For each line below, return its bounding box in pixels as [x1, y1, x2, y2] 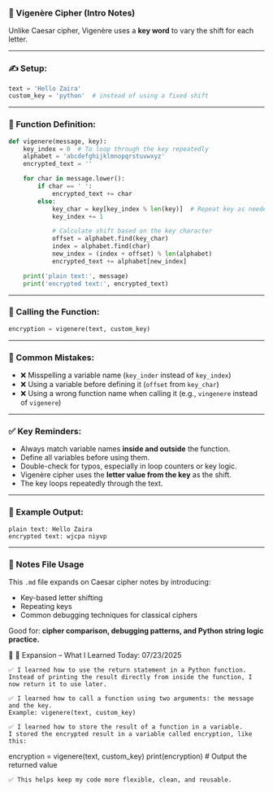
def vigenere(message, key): [8, 137, 107, 146]
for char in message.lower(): [23, 175, 126, 183]
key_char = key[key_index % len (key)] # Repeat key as [51, 205, 245, 213]
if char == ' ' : [37, 182, 93, 190]
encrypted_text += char [51, 189, 132, 198]
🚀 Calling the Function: [8, 307, 100, 318]
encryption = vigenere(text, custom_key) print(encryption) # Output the [8, 751, 248, 761]
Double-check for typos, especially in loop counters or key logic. [19, 461, 237, 471]
